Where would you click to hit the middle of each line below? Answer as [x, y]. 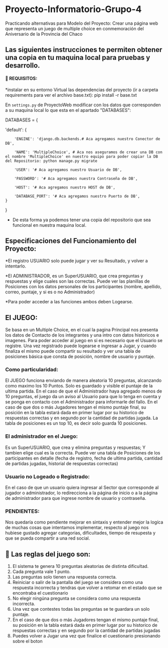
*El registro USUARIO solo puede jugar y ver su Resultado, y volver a [76, 261]
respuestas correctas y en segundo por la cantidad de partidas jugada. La [81, 418]
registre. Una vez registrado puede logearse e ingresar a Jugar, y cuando [81, 346]
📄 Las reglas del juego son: [48, 554]
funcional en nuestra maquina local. [49, 225]
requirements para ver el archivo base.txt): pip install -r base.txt [71, 95]
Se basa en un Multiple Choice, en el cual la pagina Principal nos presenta [82, 330]
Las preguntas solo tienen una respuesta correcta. [64, 577]
